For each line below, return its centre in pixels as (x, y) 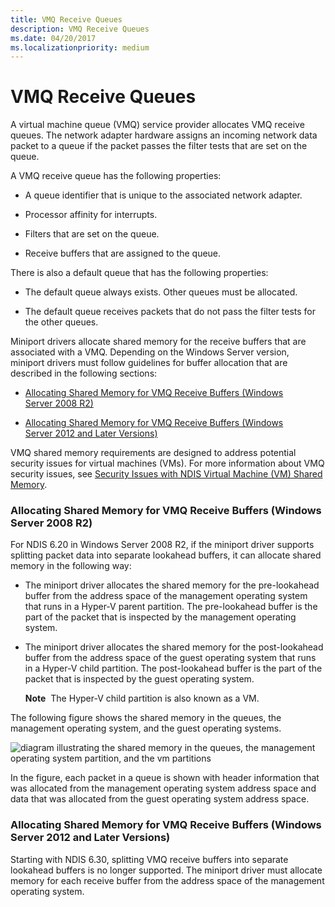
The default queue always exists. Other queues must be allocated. (161, 292)
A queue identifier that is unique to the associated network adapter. (163, 195)
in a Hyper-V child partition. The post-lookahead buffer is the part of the (173, 668)
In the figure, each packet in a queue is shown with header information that (165, 778)
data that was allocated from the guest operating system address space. (160, 799)
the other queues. (61, 322)
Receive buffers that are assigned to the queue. (123, 253)
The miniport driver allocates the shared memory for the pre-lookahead (172, 585)
